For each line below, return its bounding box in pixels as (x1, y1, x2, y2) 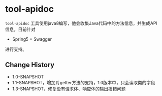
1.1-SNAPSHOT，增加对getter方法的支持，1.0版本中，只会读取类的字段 (12, 79, 155, 85)
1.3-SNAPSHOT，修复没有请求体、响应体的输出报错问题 (12, 86, 126, 92)
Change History (5, 61, 55, 69)
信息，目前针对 (5, 26, 35, 32)
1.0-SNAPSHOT (12, 73, 44, 79)
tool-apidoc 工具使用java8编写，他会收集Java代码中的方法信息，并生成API (5, 20, 158, 26)
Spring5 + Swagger (12, 36, 52, 42)
